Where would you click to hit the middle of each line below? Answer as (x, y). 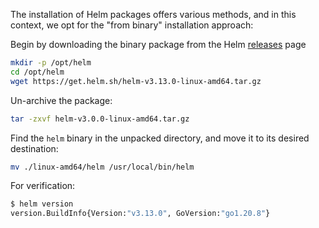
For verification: (43, 186)
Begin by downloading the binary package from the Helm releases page (158, 44)
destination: (34, 148)
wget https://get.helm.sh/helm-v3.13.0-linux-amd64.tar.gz (136, 81)
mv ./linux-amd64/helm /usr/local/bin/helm (102, 167)
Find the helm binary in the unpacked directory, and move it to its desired (160, 138)
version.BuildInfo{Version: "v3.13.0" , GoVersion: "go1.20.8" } (140, 214)
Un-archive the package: (61, 100)
